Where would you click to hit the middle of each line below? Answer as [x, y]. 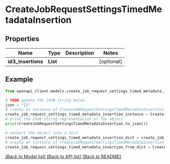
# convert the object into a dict [42, 133]
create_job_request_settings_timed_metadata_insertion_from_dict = [78, 147]
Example [19, 79]
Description [80, 53]
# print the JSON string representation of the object [64, 119]
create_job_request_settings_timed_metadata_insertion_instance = [77, 114]
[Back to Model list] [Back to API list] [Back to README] [63, 157]
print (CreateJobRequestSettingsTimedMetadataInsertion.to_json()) [77, 124]
